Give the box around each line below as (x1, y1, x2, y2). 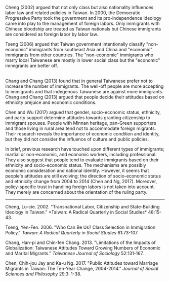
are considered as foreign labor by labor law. (5, 31, 99, 37)
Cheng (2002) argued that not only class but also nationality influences (5, 5, 154, 10)
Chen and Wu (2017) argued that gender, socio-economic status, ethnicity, (5, 109, 161, 115)
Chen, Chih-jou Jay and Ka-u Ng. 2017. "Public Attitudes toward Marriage (5, 260, 158, 266)
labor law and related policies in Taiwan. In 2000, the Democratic (5, 10, 141, 16)
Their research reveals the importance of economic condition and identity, (5, 131, 160, 136)
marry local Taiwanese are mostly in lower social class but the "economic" (5, 57, 160, 63)
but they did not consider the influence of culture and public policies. (5, 136, 149, 142)
